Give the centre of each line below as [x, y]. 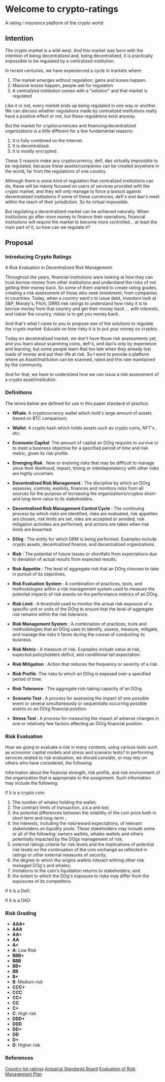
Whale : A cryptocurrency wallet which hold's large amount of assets [82, 413]
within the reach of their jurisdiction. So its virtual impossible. [67, 202]
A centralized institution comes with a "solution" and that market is [80, 91]
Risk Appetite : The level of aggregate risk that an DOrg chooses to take [85, 569]
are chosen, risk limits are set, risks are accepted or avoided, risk [78, 519]
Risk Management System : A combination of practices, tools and [79, 624]
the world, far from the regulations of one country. [56, 171]
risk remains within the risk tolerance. [50, 614]
